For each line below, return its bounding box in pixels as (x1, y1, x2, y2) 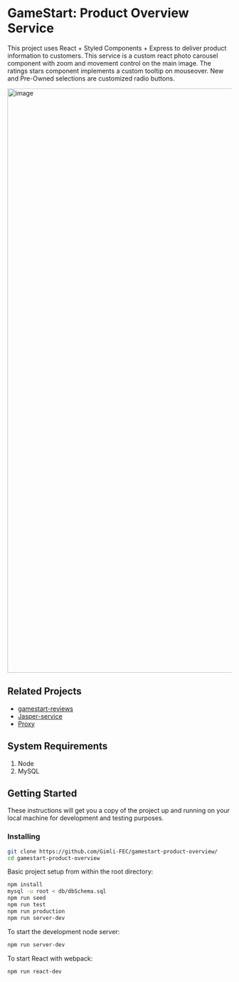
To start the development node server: (7, 927, 120, 936)
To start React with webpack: (7, 954, 93, 963)
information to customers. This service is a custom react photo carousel (7, 51, 218, 60)
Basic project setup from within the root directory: (7, 867, 154, 876)
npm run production (7, 908, 65, 915)
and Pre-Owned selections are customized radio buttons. (7, 74, 176, 83)
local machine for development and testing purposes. (7, 814, 164, 822)
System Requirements (7, 740, 108, 752)
